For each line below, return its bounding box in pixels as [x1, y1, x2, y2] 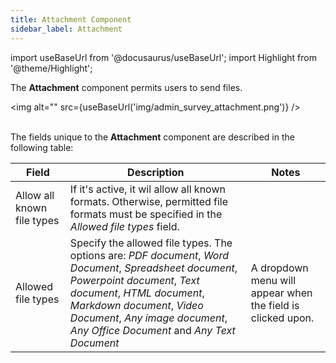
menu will [250, 273, 297, 287]
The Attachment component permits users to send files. [10, 81, 243, 93]
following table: [10, 141, 74, 153]
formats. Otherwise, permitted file [69, 194, 229, 208]
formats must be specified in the [69, 207, 223, 221]
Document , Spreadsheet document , [69, 261, 238, 275]
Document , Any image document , [69, 311, 228, 325]
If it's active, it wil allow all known [69, 182, 226, 196]
